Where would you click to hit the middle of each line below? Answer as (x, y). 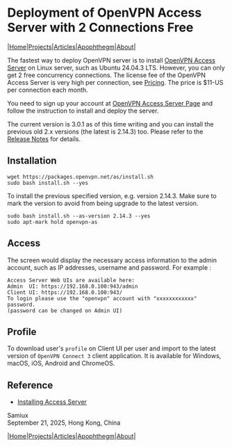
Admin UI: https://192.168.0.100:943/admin (73, 286)
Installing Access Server (52, 402)
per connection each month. (48, 90)
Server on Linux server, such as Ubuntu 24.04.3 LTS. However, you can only (116, 67)
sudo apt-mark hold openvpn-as (52, 222)
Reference (30, 385)
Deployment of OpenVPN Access (105, 13)
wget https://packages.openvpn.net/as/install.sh (81, 177)
